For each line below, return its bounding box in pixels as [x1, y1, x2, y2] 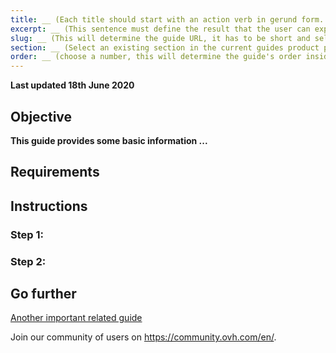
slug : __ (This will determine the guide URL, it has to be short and [10, 33, 311, 43]
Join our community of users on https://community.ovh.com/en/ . [10, 331, 277, 343]
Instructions [10, 197, 88, 215]
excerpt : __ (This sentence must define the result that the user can [10, 24, 311, 34]
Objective [10, 108, 73, 125]
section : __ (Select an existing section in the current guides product [10, 42, 320, 53]
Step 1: [10, 227, 44, 241]
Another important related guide [10, 312, 143, 324]
